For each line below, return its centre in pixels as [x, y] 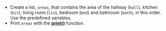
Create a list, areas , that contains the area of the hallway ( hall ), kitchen [84, 7]
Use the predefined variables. [41, 18]
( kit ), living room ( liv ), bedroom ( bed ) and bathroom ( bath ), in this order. [86, 12]
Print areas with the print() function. [47, 23]
